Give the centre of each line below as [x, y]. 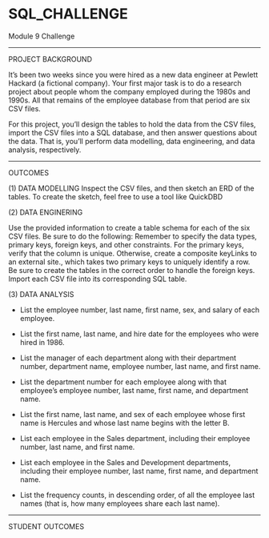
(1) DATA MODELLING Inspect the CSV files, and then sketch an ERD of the [131, 188]
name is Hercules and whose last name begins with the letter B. [124, 423]
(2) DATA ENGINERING [46, 212]
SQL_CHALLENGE [68, 14]
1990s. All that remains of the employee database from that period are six [129, 100]
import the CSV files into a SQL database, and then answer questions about [133, 132]
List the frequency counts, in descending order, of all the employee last [137, 495]
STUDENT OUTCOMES [46, 526]
